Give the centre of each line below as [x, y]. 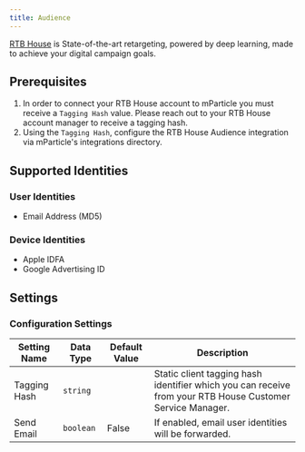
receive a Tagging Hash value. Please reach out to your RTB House [146, 113]
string [77, 391]
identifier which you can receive [222, 385]
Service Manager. [192, 408]
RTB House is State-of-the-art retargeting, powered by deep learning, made [151, 44]
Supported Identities [69, 170]
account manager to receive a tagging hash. [105, 123]
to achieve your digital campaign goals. [83, 53]
